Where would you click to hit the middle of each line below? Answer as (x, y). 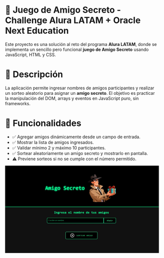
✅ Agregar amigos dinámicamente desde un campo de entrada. (76, 137)
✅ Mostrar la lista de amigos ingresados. (53, 142)
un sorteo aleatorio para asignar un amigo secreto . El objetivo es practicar (80, 93)
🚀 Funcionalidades (43, 123)
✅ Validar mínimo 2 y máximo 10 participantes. (59, 148)
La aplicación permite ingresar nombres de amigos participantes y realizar (80, 88)
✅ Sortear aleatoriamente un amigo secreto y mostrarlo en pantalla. (80, 153)
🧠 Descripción (34, 75)
